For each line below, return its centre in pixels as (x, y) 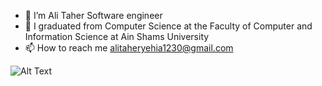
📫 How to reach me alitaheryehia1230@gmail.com (129, 48)
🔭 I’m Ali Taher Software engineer (93, 15)
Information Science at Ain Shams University (117, 36)
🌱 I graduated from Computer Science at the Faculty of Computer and (168, 26)
